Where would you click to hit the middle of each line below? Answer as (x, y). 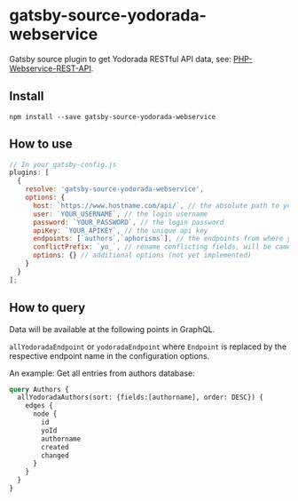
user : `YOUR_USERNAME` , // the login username (120, 214)
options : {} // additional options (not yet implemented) (142, 255)
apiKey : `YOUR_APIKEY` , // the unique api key (120, 231)
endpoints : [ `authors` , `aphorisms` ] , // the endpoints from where (158, 239)
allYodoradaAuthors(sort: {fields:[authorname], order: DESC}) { (141, 398)
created (55, 447)
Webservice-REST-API (50, 68)
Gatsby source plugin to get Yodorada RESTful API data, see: (121, 59)
